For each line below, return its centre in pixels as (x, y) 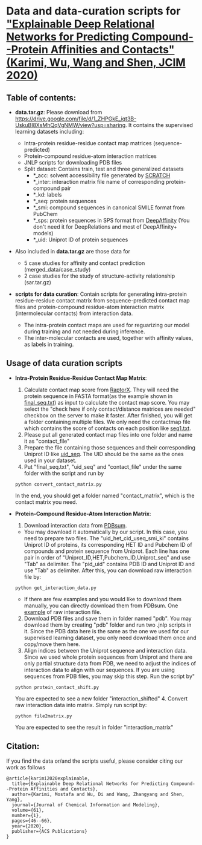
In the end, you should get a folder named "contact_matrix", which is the (105, 495)
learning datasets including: (49, 132)
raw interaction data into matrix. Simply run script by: (81, 705)
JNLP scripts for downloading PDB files (73, 162)
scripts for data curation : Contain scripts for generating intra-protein (101, 294)
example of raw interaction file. (62, 612)
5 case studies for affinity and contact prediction (84, 263)
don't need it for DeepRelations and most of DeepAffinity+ (105, 227)
